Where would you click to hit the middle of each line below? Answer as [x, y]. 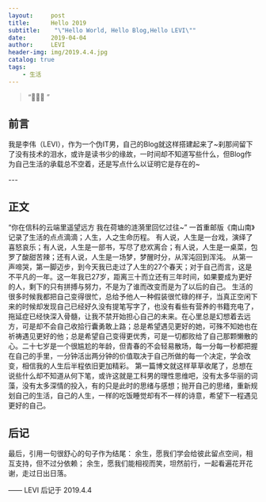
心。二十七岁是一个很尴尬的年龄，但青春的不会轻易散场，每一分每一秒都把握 [133, 346]
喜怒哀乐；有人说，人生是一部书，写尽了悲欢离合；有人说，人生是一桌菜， [129, 247]
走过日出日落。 [46, 473]
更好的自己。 [29, 405]
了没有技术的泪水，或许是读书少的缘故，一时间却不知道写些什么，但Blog [127, 154]
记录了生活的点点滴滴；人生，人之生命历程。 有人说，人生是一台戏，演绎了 [131, 238]
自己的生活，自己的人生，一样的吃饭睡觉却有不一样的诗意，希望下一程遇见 [136, 396]
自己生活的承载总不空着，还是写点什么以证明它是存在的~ [107, 164]
